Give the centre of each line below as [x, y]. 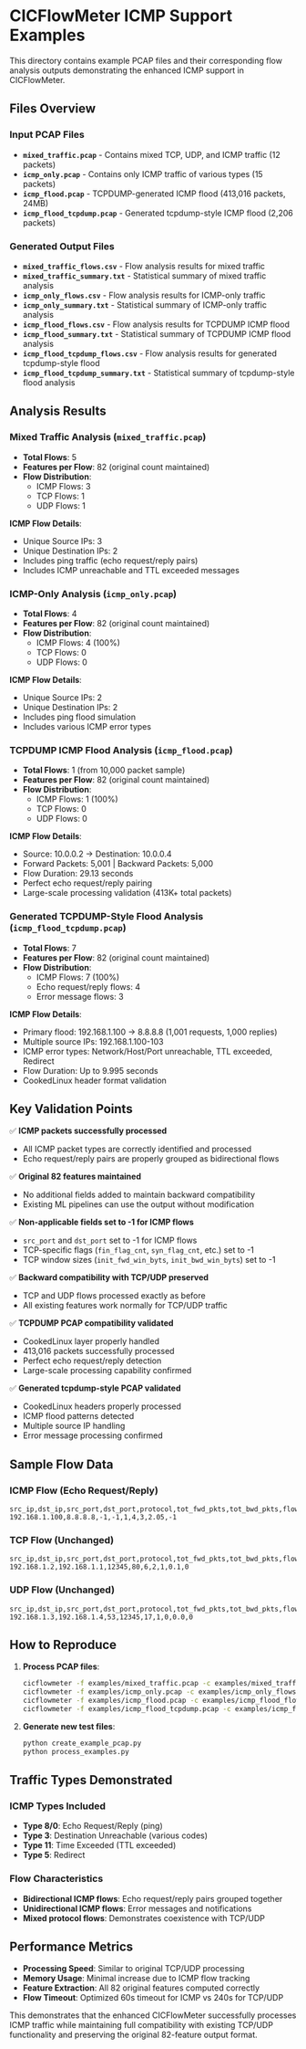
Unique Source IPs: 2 [62, 697]
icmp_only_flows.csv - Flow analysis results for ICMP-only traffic [144, 295]
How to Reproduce [63, 1644]
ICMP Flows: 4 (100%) [78, 642]
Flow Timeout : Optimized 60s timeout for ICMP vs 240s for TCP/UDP [153, 1998]
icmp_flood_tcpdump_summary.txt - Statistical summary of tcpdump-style [158, 373]
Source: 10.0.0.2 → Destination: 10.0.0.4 [97, 854]
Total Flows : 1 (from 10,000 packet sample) [104, 770]
